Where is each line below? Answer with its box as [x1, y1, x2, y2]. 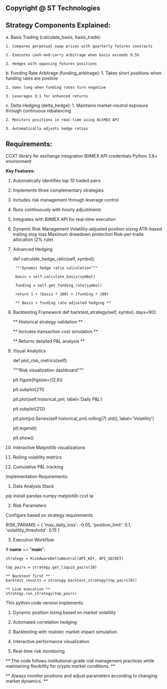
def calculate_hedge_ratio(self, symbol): [12, 256, 95, 262]
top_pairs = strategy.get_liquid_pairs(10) [5, 565, 97, 570]
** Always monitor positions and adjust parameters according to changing [5, 673, 158, 679]
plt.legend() [12, 425, 37, 431]
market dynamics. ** [5, 678, 48, 684]
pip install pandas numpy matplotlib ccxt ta [5, 493, 93, 499]
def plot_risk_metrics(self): [12, 358, 68, 364]
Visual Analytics [12, 348, 46, 354]
